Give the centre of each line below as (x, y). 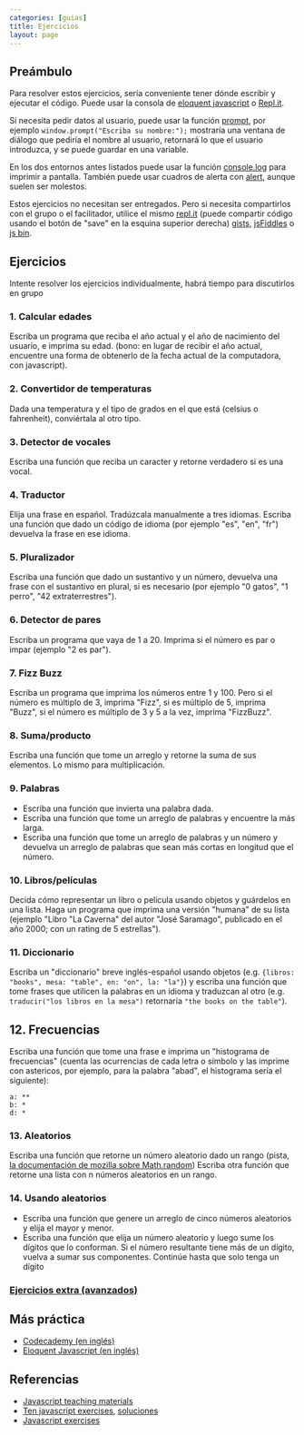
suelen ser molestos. (49, 186)
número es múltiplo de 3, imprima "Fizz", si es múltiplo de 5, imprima (137, 703)
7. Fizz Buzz (36, 673)
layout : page (34, 35)
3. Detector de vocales (60, 441)
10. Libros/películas (54, 880)
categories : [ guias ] (49, 18)
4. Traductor (37, 494)
